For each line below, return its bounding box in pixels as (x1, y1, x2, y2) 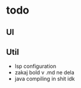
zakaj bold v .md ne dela (14, 69, 75, 76)
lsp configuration (14, 63, 56, 70)
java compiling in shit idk (14, 75, 75, 83)
